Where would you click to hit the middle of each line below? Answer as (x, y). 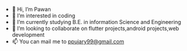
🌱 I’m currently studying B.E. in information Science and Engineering (97, 22)
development (28, 35)
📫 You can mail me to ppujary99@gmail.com (68, 41)
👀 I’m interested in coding (44, 16)
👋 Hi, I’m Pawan (31, 9)
